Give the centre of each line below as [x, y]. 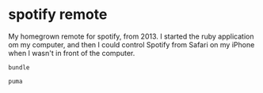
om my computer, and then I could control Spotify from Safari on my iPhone [131, 44]
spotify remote [58, 15]
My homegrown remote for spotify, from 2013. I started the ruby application [131, 36]
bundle [19, 67]
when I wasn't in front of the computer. [72, 53]
